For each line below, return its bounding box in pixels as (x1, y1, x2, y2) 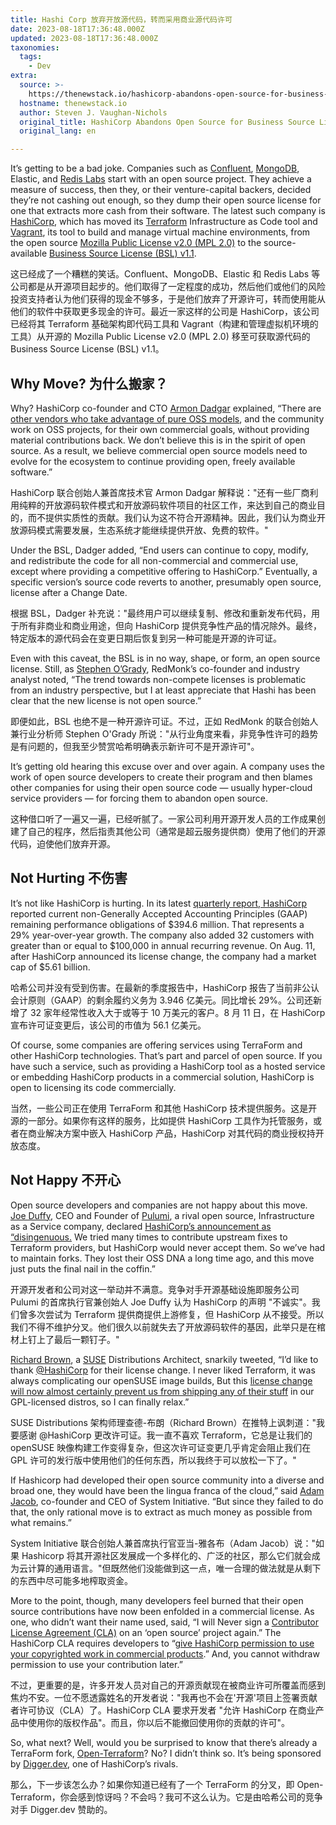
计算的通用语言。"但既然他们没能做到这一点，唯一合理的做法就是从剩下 (27, 1562, 322, 1574)
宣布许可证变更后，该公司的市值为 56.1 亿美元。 (10, 1019, 207, 1031)
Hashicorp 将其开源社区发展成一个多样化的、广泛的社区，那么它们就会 (21, 1549, 312, 1561)
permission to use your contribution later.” (10, 1658, 183, 1670)
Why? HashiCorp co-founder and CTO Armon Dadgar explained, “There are (10, 402, 322, 414)
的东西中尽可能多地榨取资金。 (10, 1574, 133, 1586)
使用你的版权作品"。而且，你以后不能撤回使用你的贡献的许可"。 (27, 1716, 291, 1728)
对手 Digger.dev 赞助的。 (10, 1803, 113, 1815)
